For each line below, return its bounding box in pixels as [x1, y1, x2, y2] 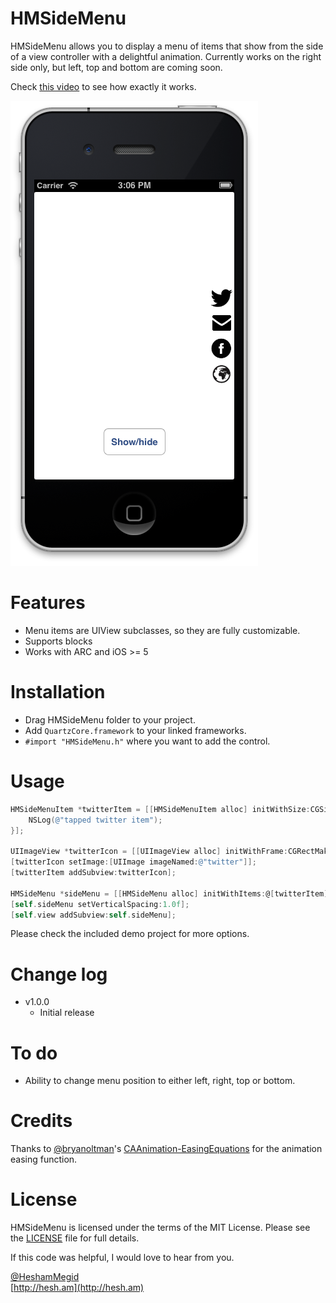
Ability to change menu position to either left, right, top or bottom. [24, 1075, 296, 1087]
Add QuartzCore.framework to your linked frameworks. [24, 724, 247, 736]
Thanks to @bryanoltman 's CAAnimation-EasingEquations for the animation [10, 1143, 323, 1155]
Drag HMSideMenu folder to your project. [24, 713, 196, 726]
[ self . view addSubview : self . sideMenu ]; [10, 910, 177, 920]
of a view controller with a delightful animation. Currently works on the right [10, 50, 322, 62]
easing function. [10, 1153, 78, 1166]
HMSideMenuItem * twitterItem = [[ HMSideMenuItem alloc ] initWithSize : [10, 804, 311, 814]
